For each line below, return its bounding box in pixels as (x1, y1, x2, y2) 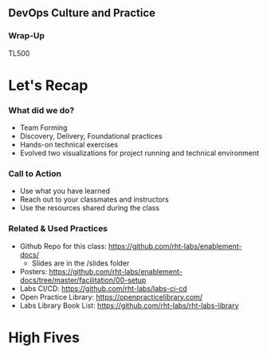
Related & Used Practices (8, 223, 108, 234)
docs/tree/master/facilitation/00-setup (19, 275, 147, 285)
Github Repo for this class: (19, 241, 108, 250)
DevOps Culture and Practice (8, 6, 156, 20)
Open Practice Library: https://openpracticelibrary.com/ (19, 292, 203, 301)
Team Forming (19, 123, 68, 132)
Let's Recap (8, 76, 88, 94)
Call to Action (8, 168, 62, 179)
